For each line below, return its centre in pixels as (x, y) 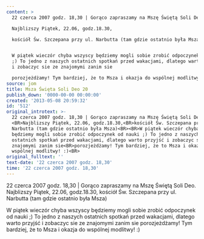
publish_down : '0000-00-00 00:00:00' (54, 95)
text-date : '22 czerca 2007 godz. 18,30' (59, 163)
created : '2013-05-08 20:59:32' (47, 101)
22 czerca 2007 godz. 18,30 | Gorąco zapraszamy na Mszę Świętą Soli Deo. (101, 185)
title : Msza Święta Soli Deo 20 (47, 89)
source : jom (21, 83)
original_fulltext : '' (35, 157)
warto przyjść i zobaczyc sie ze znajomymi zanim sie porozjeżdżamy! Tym (99, 223)
